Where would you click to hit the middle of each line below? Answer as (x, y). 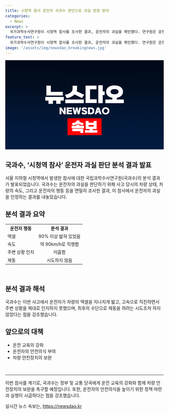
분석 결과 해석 (25, 289)
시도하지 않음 (59, 260)
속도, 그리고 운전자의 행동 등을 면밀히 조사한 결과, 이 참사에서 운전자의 (83, 191)
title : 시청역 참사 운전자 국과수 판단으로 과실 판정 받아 (57, 11)
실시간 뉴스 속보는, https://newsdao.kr (44, 406)
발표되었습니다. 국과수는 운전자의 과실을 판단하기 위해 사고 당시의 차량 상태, (84, 185)
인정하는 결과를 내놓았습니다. (39, 197)
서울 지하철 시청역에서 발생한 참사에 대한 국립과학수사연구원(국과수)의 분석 (78, 178)
